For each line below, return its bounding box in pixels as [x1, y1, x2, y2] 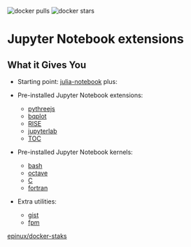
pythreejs [27, 105, 55, 113]
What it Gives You [7, 59, 86, 71]
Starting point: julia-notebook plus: [17, 78, 118, 85]
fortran [27, 184, 48, 192]
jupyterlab [27, 127, 57, 135]
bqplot [27, 112, 47, 120]
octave [27, 169, 48, 177]
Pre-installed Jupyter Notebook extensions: [17, 91, 143, 99]
